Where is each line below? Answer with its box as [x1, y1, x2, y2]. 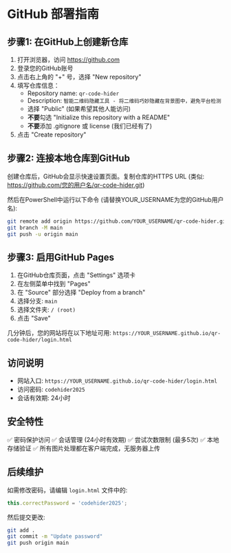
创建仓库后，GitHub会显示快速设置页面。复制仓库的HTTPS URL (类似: [7, 172, 205, 180]
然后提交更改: [7, 513, 46, 521]
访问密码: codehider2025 [16, 385, 85, 394]
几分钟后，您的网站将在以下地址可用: [7, 329, 112, 337]
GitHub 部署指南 [7, 6, 100, 22]
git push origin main [7, 539, 69, 547]
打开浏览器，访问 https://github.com [16, 56, 120, 63]
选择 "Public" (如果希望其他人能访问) [27, 105, 131, 112]
